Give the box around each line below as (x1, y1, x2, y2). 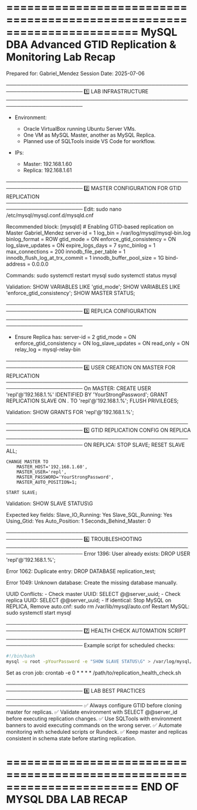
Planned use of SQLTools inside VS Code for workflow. (23, 137, 156, 144)
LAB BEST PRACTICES (90, 687, 145, 694)
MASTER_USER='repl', (16, 469, 67, 475)
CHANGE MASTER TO (6, 459, 49, 465)
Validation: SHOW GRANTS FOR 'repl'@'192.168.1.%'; (6, 408, 134, 415)
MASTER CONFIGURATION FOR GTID (90, 184, 182, 191)
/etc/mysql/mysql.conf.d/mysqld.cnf (6, 212, 94, 219)
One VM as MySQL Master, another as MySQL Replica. (23, 131, 156, 138)
